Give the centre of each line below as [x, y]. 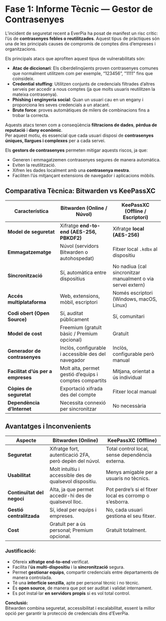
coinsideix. [23, 78]
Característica [31, 211]
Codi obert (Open [28, 313]
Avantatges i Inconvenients [48, 426]
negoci [16, 499]
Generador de [24, 350]
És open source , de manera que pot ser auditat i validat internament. [82, 588]
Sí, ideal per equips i [73, 509]
